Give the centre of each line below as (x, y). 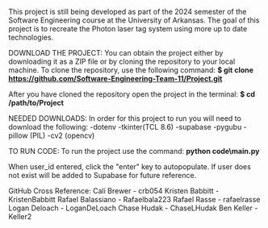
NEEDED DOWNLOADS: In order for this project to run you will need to (125, 118)
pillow (18, 135)
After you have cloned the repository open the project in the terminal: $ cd (132, 94)
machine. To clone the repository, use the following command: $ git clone (131, 70)
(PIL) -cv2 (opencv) (62, 135)
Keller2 (20, 216)
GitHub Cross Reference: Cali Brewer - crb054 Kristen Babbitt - (114, 191)
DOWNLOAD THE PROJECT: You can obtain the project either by (116, 53)
